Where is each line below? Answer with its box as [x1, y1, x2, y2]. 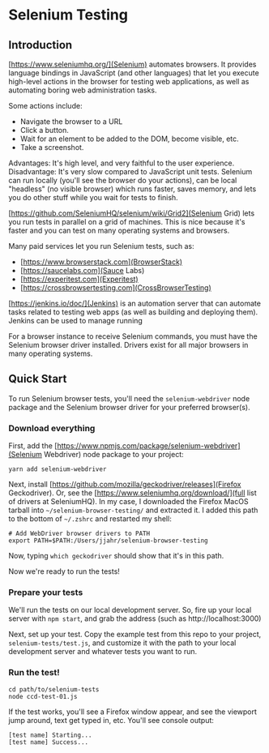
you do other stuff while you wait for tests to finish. [8, 193, 178, 202]
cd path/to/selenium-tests [8, 685, 100, 694]
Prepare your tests [8, 587, 83, 598]
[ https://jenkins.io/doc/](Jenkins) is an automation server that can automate [8, 298, 262, 308]
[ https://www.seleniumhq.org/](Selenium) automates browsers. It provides [8, 59, 257, 69]
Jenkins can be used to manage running [8, 316, 143, 325]
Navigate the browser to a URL [19, 117, 123, 126]
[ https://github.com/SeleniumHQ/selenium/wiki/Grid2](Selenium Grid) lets [8, 208, 255, 218]
